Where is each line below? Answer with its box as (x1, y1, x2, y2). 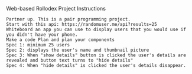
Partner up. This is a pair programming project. (6, 16, 131, 22)
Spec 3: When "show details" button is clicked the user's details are (6, 52, 186, 58)
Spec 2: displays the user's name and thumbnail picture (6, 47, 149, 53)
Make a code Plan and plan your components (6, 37, 115, 43)
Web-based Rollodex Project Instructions (6, 5, 106, 12)
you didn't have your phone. (6, 32, 78, 38)
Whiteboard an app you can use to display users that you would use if (6, 26, 186, 32)
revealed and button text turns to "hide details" (6, 58, 134, 63)
